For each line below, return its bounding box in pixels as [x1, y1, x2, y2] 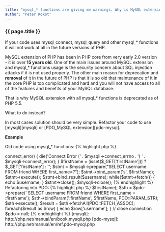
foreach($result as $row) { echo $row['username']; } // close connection [5, 205, 152, 211]
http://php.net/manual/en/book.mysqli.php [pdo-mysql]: [5, 216, 119, 222]
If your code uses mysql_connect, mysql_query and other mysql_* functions [5, 39, 159, 45]
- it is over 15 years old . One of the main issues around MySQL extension [5, 59, 153, 65]
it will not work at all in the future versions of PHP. [5, 44, 106, 50]
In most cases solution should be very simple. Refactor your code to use [5, 119, 151, 125]
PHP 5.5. [5, 100, 23, 106]
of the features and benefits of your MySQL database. [5, 85, 114, 91]
